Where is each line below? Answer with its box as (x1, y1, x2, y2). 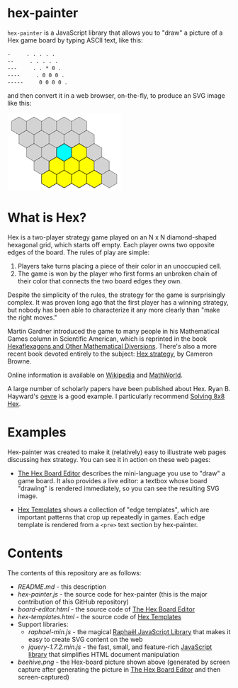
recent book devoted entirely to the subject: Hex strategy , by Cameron (7, 349, 213, 358)
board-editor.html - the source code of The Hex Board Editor (17, 604, 195, 614)
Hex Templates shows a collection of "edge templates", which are (17, 505, 210, 514)
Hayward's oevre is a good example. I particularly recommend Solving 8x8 (7, 392, 225, 400)
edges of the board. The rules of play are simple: (7, 248, 150, 256)
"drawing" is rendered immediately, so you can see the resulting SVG (17, 484, 220, 492)
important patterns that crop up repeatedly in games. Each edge (17, 512, 205, 521)
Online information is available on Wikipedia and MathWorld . (7, 371, 183, 379)
